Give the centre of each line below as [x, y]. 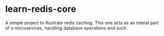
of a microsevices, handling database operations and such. [66, 28]
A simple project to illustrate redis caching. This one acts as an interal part [82, 23]
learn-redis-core [41, 9]
